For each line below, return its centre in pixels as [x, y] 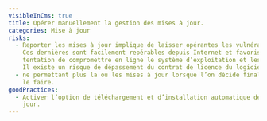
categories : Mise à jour [49, 30]
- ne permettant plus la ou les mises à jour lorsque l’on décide [128, 75]
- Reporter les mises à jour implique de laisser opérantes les [124, 45]
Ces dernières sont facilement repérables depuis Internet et [128, 53]
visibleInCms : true [41, 16]
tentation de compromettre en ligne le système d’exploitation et [135, 60]
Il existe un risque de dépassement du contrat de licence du [128, 68]
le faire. [39, 82]
